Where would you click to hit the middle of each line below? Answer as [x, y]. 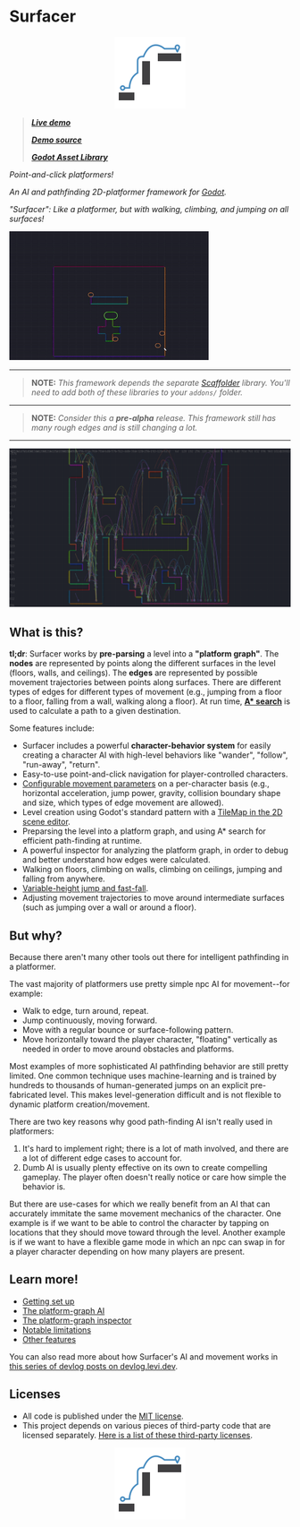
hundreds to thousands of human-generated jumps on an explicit [129, 1085]
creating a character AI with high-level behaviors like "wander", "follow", [155, 755]
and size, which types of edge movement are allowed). [123, 802]
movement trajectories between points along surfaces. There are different [145, 682]
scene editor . [46, 822]
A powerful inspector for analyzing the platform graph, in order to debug [155, 850]
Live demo [51, 122]
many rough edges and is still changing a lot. [114, 427]
